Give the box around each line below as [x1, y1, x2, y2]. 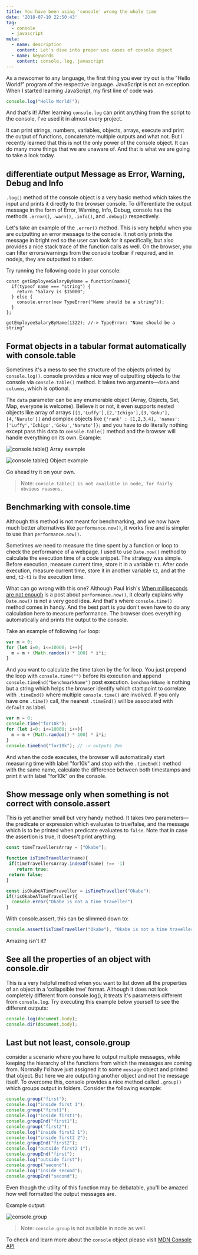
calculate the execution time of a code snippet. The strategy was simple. [6, 554, 183, 562]
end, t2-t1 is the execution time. [6, 573, 85, 580]
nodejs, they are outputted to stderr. [6, 255, 94, 263]
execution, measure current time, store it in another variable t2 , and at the [6, 567, 186, 574]
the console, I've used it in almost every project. [6, 115, 123, 122]
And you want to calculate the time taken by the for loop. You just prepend [6, 666, 187, 673]
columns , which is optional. [6, 385, 71, 392]
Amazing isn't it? [6, 938, 47, 944]
